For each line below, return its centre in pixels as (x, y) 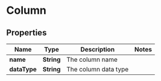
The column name (92, 59)
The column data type (97, 69)
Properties (27, 33)
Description (98, 49)
